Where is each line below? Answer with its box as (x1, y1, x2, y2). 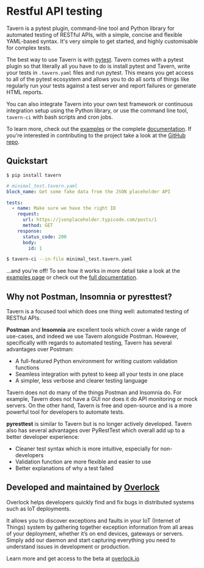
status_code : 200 (22, 234, 67, 240)
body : (22, 239, 37, 245)
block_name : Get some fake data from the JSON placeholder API (6, 189, 171, 195)
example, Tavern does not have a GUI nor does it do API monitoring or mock (6, 395, 198, 403)
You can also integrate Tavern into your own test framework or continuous (6, 100, 194, 108)
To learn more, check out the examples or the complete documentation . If (6, 125, 192, 132)
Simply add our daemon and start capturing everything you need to (6, 536, 176, 544)
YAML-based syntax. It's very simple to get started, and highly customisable (6, 37, 199, 45)
